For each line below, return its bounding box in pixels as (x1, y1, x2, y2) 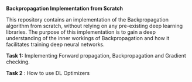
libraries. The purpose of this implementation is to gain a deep (6, 28, 156, 35)
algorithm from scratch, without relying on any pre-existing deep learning (6, 23, 183, 29)
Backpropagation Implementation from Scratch (6, 5, 124, 12)
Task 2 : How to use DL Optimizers (6, 70, 90, 76)
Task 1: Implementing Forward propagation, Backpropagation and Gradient (6, 52, 186, 59)
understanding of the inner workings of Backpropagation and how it (6, 35, 170, 41)
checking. (6, 58, 30, 65)
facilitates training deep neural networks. (6, 41, 105, 48)
